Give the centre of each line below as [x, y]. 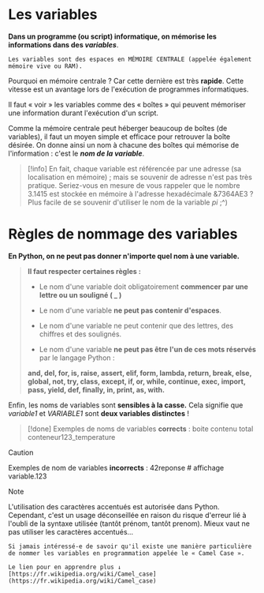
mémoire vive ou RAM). [45, 66]
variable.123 [28, 476]
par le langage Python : [77, 358]
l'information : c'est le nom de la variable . [76, 153]
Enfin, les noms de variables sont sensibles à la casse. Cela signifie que [126, 405]
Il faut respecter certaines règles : [84, 271]
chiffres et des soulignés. [80, 334]
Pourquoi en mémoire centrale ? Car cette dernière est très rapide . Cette [126, 81]
